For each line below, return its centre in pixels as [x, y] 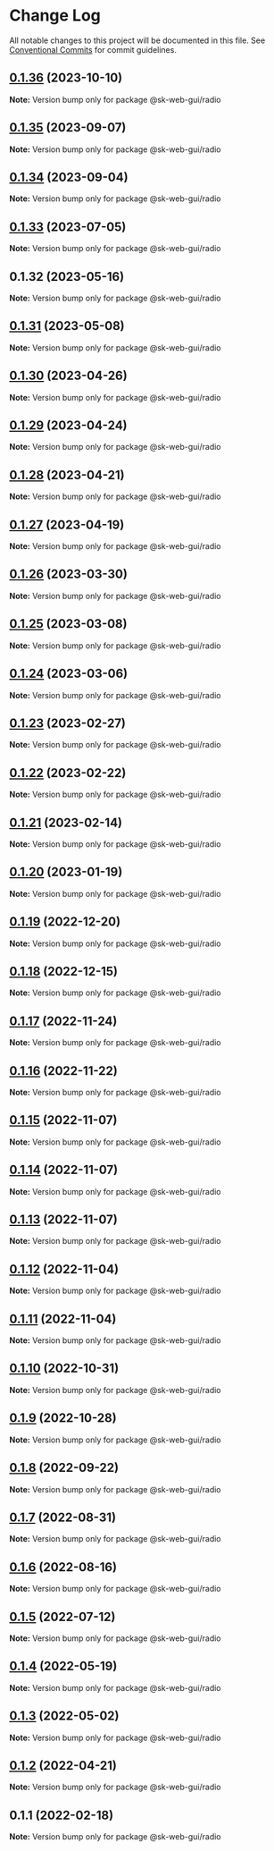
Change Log [55, 16]
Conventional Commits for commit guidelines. [93, 49]
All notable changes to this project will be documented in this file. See [137, 40]
